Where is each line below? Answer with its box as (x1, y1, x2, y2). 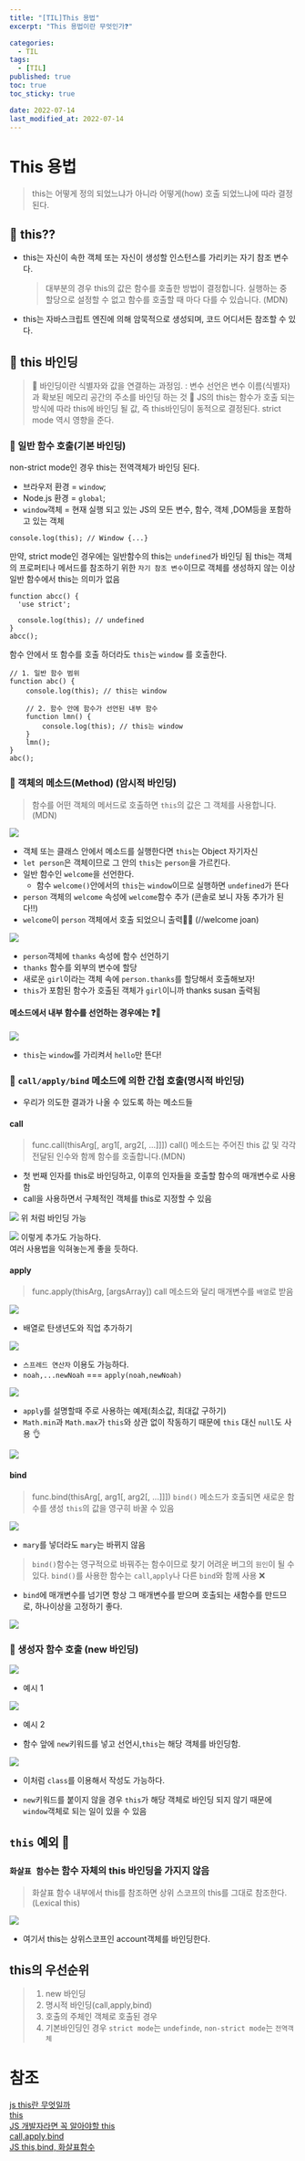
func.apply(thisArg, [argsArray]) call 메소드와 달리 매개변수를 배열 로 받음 (31, 1286, 294, 1297)
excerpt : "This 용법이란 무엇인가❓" (9, 22, 134, 31)
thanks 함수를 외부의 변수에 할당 (22, 962, 138, 973)
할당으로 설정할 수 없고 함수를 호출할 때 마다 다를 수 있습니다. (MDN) (45, 294, 289, 306)
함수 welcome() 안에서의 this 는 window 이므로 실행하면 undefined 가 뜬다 (36, 880, 290, 891)
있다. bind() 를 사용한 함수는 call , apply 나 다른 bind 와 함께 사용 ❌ (31, 1570, 266, 1581)
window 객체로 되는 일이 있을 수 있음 (22, 1805, 147, 1816)
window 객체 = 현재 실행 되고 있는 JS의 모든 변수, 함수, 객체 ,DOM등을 (22, 504, 268, 516)
